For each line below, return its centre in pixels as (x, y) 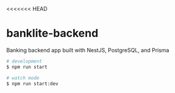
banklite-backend (52, 33)
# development (24, 61)
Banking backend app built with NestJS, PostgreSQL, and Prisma (88, 50)
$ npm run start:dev (33, 84)
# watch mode (23, 78)
